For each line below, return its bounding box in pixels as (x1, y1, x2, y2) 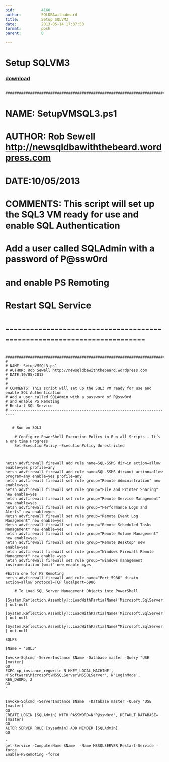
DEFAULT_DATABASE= (120, 712, 158, 717)
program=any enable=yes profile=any (5, 474, 82, 479)
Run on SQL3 (16, 425, 42, 430)
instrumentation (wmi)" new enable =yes (5, 562, 92, 567)
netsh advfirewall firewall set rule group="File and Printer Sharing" (5, 487, 158, 492)
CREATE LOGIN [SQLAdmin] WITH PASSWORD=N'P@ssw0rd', (5, 712, 118, 717)
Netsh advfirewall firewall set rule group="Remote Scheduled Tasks (5, 522, 152, 527)
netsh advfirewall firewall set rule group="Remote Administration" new (5, 478, 161, 483)
